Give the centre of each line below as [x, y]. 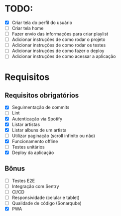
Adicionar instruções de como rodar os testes [59, 45]
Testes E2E [23, 180]
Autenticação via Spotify [37, 118]
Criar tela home [28, 28]
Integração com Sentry [35, 186]
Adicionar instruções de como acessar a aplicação [64, 56]
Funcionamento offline [35, 141]
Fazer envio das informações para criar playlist [60, 34]
